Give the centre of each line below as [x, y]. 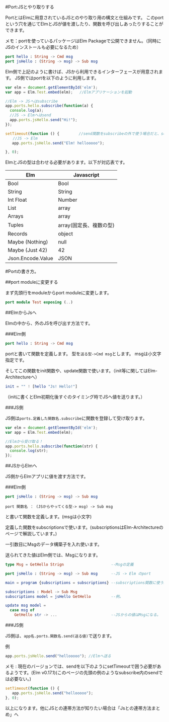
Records [18, 234]
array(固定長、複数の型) [86, 225]
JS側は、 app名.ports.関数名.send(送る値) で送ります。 [60, 636]
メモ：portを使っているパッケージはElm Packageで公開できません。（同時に [83, 41]
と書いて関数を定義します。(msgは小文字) [49, 516]
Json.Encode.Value [31, 259]
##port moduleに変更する [32, 282]
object [65, 234]
